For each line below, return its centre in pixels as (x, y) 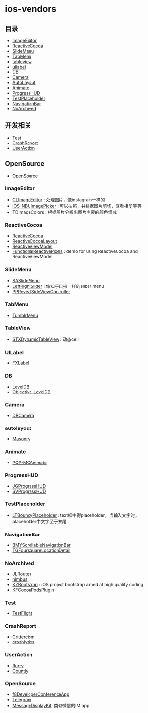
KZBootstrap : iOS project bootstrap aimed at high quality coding (78, 584)
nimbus (20, 579)
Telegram (22, 699)
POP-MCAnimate (29, 463)
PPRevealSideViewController (41, 291)
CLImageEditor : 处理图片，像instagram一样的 (59, 199)
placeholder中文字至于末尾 (39, 522)
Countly (20, 671)
